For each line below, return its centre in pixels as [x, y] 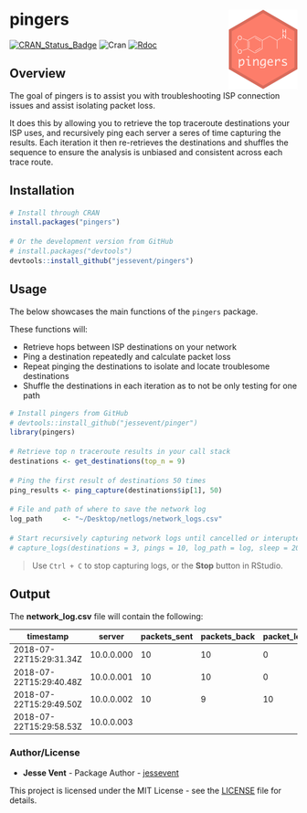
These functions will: [49, 329]
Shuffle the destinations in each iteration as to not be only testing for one [160, 385]
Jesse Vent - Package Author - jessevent [101, 773]
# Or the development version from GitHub [91, 242]
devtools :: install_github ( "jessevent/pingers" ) [102, 260]
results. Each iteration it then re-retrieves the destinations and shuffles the [149, 143]
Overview [38, 74]
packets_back [228, 637]
